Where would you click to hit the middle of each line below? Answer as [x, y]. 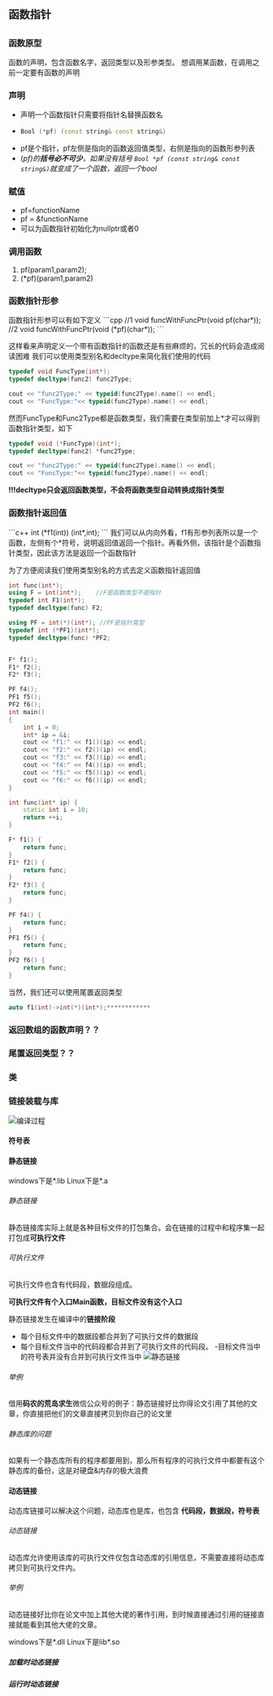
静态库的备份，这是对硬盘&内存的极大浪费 [78, 1471]
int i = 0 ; [41, 727]
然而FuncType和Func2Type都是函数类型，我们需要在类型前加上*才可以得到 [134, 418]
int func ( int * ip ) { [43, 802]
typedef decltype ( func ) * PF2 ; [60, 638]
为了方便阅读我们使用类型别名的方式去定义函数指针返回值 [104, 570]
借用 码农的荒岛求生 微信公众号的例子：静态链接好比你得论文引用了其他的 [129, 1404]
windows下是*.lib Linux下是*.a [58, 1180]
